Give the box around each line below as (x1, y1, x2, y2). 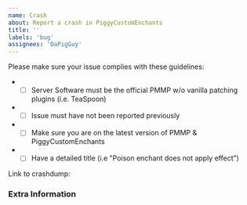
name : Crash (8, 11, 47, 20)
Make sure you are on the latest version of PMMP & (31, 128, 198, 138)
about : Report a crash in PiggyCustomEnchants (8, 19, 163, 27)
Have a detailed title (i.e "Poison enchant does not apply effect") (31, 153, 239, 163)
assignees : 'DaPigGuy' (8, 41, 82, 49)
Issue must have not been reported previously (31, 111, 180, 120)
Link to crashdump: (8, 169, 71, 178)
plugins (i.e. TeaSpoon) (31, 95, 107, 104)
